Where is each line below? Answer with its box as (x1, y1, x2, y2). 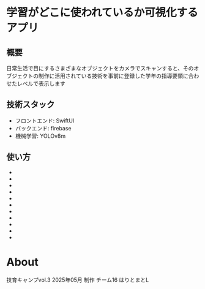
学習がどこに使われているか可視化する (6, 6, 198, 20)
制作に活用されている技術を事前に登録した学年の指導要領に (38, 72, 188, 80)
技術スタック (6, 99, 55, 110)
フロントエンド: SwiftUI (15, 117, 75, 124)
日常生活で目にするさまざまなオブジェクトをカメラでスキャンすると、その (6, 65, 194, 72)
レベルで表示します (17, 80, 65, 87)
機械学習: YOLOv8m (15, 132, 66, 140)
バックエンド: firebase (15, 124, 72, 132)
